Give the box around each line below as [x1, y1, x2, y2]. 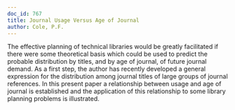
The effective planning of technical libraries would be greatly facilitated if [7, 43, 219, 51]
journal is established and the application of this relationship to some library [7, 87, 226, 95]
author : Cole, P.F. [7, 23, 65, 30]
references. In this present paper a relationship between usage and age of [7, 80, 222, 88]
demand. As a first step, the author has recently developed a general [7, 64, 206, 74]
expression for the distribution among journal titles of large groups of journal [7, 72, 228, 81]
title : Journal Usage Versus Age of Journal [7, 17, 140, 24]
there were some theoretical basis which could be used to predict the [7, 50, 208, 58]
